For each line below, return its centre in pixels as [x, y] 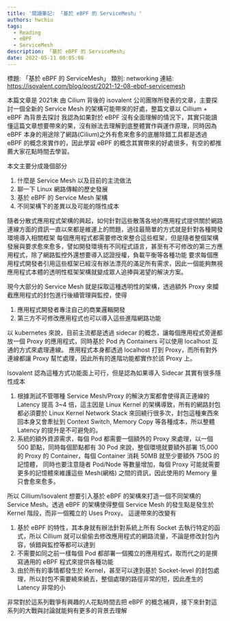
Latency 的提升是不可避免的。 [59, 430]
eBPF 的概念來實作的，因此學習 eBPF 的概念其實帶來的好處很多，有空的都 [111, 143]
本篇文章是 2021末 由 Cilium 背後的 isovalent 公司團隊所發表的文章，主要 [110, 100]
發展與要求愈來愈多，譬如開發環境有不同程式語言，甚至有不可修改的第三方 [112, 246]
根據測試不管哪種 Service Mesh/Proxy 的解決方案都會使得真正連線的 [113, 396]
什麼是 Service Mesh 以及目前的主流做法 [74, 180]
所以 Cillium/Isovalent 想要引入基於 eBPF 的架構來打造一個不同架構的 [104, 496]
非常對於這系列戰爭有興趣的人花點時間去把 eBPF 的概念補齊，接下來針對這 [112, 602]
